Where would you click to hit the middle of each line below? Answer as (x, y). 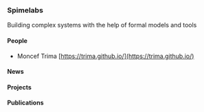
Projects (20, 87)
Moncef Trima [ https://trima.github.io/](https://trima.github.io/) (105, 56)
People (17, 40)
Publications (25, 103)
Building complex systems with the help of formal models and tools (102, 25)
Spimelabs (25, 10)
